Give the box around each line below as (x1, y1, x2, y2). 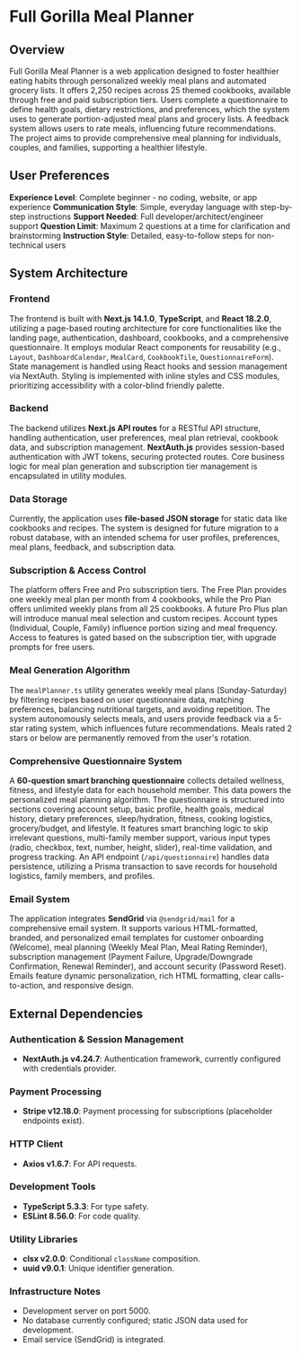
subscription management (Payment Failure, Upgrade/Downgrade (9, 952, 253, 963)
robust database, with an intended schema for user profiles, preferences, (9, 532, 280, 543)
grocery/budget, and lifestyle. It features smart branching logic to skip (9, 822, 269, 833)
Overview (9, 42, 66, 57)
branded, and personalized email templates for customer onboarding (9, 932, 264, 944)
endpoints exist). (22, 1115, 85, 1126)
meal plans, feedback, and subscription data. (9, 541, 177, 553)
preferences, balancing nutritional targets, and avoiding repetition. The (9, 703, 271, 715)
